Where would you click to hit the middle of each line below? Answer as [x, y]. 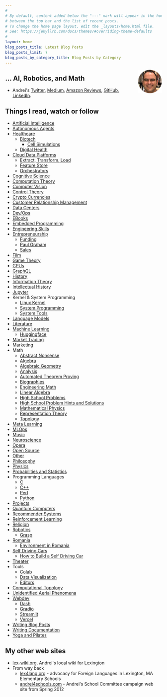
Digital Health [34, 150]
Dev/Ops [21, 213]
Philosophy [24, 461]
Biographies [32, 382]
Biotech [28, 139]
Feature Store [34, 165]
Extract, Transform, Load [45, 160]
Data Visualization [38, 577]
